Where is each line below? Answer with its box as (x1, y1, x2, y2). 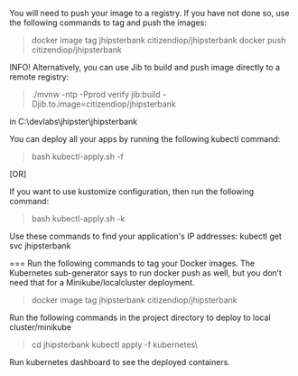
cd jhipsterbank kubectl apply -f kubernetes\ (31, 339, 199, 350)
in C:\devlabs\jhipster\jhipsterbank (9, 117, 138, 127)
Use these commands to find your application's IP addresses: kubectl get (9, 230, 282, 241)
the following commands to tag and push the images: (9, 17, 208, 28)
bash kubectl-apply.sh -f (31, 151, 125, 162)
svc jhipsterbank (9, 240, 71, 251)
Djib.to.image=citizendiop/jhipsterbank (31, 99, 176, 109)
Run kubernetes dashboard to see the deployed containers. (9, 357, 230, 367)
